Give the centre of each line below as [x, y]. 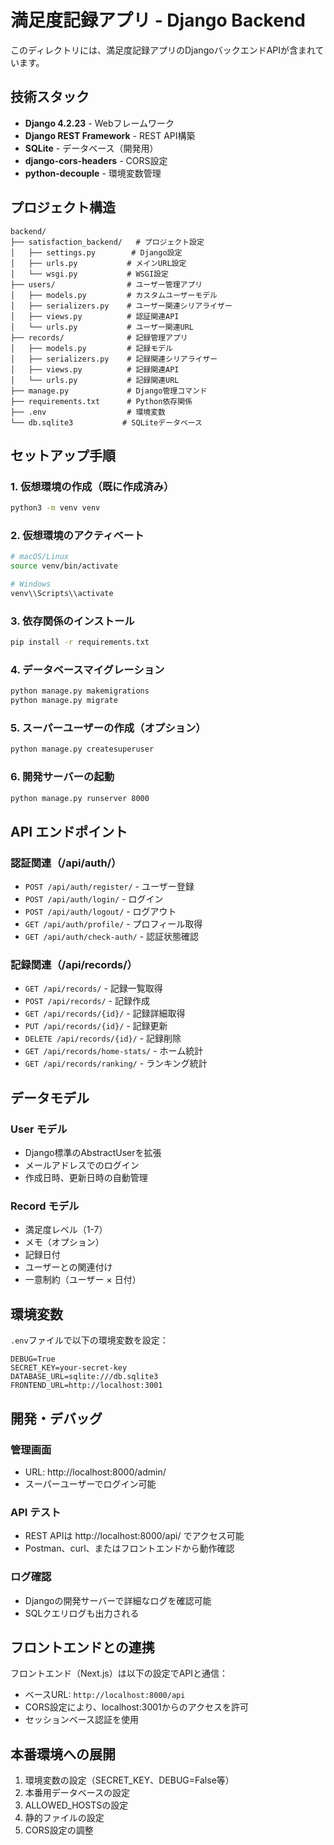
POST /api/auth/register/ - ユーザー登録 [109, 887]
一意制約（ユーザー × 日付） [83, 1280]
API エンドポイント [69, 831]
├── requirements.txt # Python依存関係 [101, 401]
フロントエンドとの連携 [82, 1647]
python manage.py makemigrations [80, 691]
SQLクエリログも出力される [82, 1613]
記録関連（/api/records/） [74, 965]
